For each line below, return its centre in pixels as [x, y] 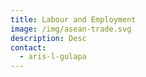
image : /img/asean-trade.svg [71, 29]
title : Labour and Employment [73, 19]
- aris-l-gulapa [53, 57]
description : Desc [48, 38]
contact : [28, 47]
